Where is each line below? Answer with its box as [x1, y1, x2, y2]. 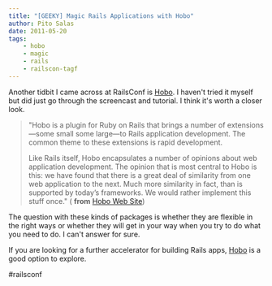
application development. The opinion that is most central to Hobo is [28, 162, 257, 171]
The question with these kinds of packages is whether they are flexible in [8, 212, 253, 222]
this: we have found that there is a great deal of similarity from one [28, 170, 252, 180]
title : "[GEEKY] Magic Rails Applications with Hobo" [8, 11, 195, 20]
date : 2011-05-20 [8, 27, 67, 35]
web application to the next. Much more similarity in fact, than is [28, 179, 244, 188]
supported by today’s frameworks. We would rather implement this [28, 188, 252, 197]
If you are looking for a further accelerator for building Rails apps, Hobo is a [8, 245, 261, 254]
